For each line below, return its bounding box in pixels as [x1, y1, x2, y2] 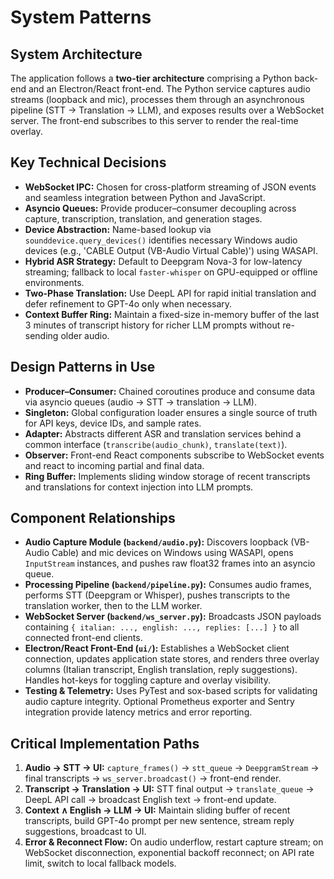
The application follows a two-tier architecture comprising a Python [10, 72, 293, 84]
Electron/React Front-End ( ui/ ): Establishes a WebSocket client [24, 642, 290, 655]
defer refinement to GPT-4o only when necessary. [24, 297, 233, 310]
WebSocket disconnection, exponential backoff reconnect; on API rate [24, 847, 315, 859]
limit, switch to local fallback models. [24, 857, 177, 870]
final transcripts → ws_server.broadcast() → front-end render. [24, 772, 282, 785]
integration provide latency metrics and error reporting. [24, 706, 253, 718]
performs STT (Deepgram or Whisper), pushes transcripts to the [24, 589, 291, 601]
